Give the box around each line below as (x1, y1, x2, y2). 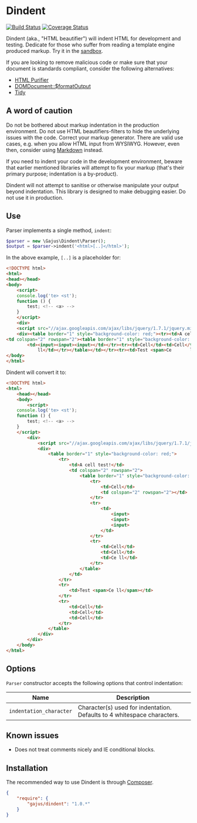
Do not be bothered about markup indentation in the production (6, 122, 159, 129)
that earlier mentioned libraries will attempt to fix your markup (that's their (6, 164, 185, 171)
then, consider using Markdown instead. (6, 146, 104, 153)
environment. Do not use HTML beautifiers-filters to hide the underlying (6, 127, 180, 134)
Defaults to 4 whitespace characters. (77, 710, 180, 719)
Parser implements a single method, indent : (6, 227, 112, 234)
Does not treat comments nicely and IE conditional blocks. (14, 746, 155, 753)
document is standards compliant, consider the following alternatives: (6, 65, 175, 72)
